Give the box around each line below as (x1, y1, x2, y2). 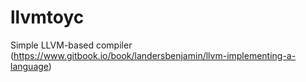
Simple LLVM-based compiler (10, 39, 133, 51)
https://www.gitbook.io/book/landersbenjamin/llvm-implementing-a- (13, 49, 297, 61)
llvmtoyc (10, 6, 85, 29)
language (10, 60, 49, 72)
